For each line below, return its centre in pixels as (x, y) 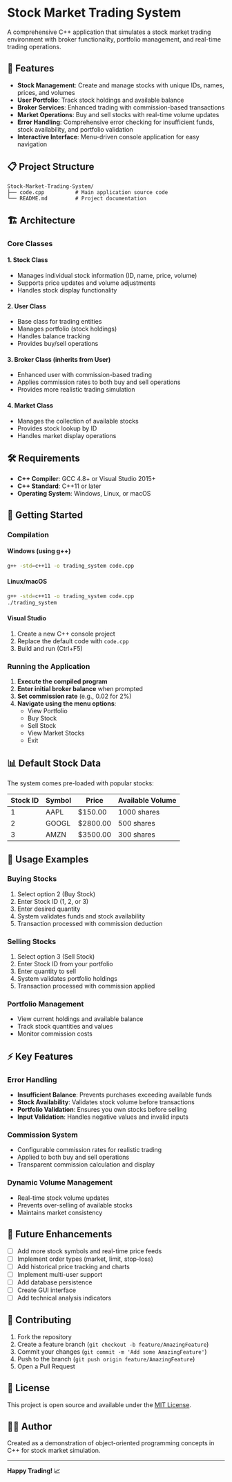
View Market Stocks (56, 733)
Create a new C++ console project (66, 634)
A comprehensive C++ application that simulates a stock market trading (109, 32)
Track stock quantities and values (65, 1027)
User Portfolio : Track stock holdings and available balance (100, 100)
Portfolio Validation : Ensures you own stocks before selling (102, 1110)
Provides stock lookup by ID (57, 428)
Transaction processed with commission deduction (90, 923)
